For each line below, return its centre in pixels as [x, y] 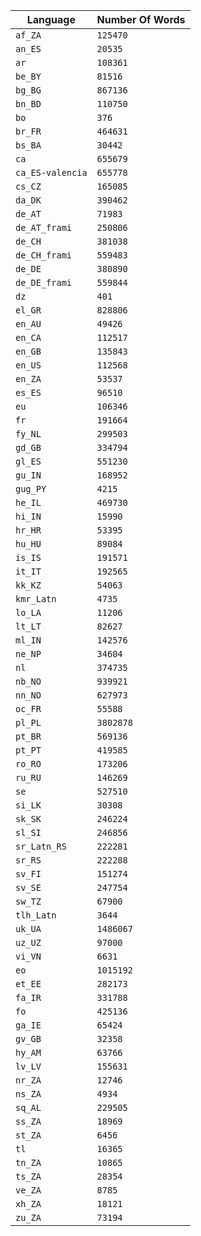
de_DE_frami [44, 282]
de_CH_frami [44, 255]
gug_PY [31, 489]
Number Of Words [141, 19]
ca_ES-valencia [51, 172]
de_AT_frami [44, 227]
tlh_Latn [36, 915]
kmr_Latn [36, 599]
